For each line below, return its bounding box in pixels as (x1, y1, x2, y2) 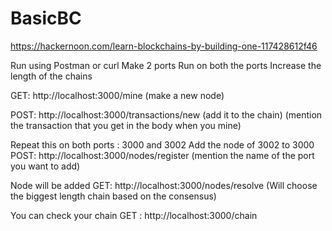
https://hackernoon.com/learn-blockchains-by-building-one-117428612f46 (10, 40, 318, 52)
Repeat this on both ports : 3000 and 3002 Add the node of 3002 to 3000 (10, 138, 315, 151)
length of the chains (10, 70, 93, 82)
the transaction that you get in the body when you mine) (10, 119, 242, 131)
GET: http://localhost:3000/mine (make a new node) (10, 89, 225, 101)
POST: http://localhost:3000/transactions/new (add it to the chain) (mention (10, 108, 323, 121)
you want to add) (10, 160, 81, 172)
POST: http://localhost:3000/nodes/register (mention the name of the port (10, 149, 315, 161)
